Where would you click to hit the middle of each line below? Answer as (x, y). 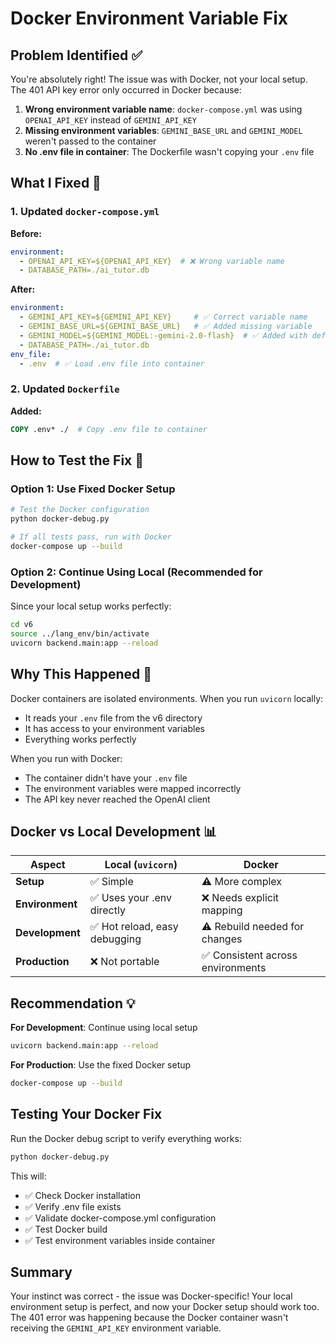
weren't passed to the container (90, 141)
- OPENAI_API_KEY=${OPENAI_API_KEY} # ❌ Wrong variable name (152, 261)
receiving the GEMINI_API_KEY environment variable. (116, 1328)
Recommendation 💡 (73, 1003)
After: (23, 289)
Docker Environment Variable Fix (149, 18)
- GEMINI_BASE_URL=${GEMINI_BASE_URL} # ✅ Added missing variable (166, 327)
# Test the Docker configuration (80, 510)
